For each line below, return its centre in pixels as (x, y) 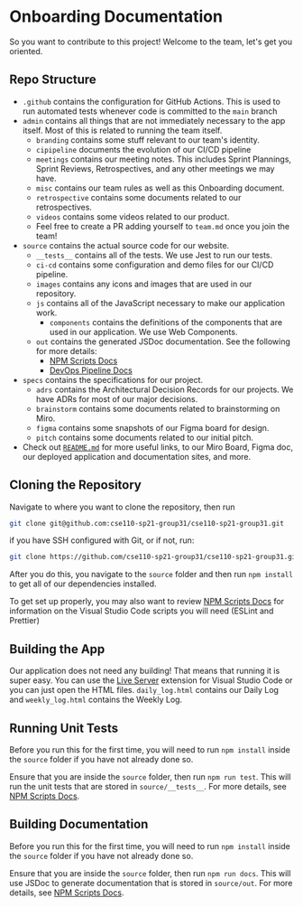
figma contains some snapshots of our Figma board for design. (152, 427)
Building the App (57, 649)
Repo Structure (53, 80)
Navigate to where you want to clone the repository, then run (123, 507)
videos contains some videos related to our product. (133, 216)
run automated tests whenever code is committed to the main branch (150, 111)
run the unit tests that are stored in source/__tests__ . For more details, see (148, 786)
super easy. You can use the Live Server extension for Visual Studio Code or (151, 680)
